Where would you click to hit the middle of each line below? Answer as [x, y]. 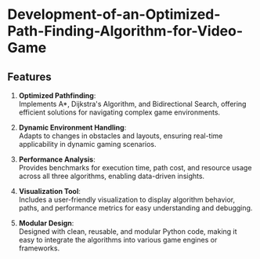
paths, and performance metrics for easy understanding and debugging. [135, 208]
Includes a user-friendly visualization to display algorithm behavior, [127, 199]
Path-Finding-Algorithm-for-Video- [125, 31]
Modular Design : [46, 223]
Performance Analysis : [57, 159]
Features [29, 77]
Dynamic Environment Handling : [72, 128]
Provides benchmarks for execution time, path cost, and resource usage [135, 168]
